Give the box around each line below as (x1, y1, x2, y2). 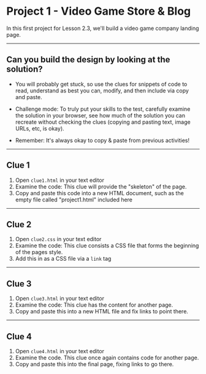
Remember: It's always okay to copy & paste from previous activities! (15, 137, 190, 144)
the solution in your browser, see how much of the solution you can (15, 111, 186, 119)
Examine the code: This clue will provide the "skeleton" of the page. (15, 182, 187, 190)
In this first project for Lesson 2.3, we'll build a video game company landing (6, 24, 199, 32)
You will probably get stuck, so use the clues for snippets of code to (15, 80, 188, 88)
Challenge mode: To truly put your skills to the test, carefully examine (15, 105, 191, 113)
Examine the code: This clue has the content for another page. (15, 301, 174, 309)
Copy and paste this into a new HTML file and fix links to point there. (15, 308, 189, 315)
